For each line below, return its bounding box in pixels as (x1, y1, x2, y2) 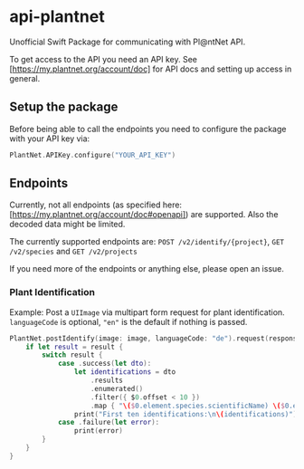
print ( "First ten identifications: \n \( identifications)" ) (73, 409, 298, 418)
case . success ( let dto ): (57, 359, 152, 368)
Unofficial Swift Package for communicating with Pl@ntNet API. (9, 36, 246, 47)
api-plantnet (9, 6, 106, 27)
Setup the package (9, 100, 119, 115)
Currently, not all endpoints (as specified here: (9, 199, 183, 210)
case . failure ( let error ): (57, 418, 160, 427)
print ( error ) (73, 426, 124, 435)
